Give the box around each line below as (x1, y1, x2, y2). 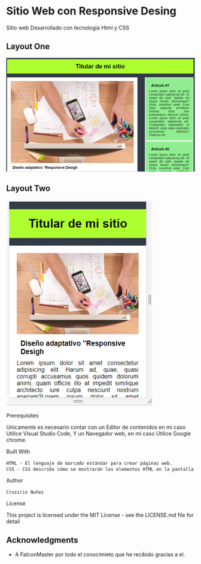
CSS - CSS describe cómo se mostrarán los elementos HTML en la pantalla (6, 466, 194, 472)
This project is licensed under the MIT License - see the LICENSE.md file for (6, 511, 194, 518)
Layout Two (6, 183, 51, 193)
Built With (6, 447, 30, 455)
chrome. (6, 436, 27, 443)
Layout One (6, 41, 50, 52)
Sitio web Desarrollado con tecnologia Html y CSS (6, 24, 130, 31)
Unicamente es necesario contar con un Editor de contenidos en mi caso (6, 423, 186, 431)
